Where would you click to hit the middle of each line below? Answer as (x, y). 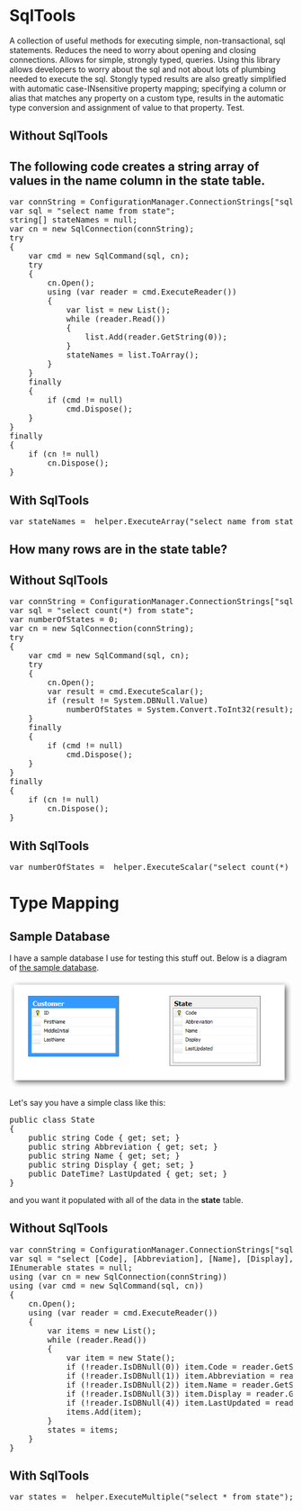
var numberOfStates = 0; (64, 620)
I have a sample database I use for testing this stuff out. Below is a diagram (148, 958)
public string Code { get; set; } (104, 1137)
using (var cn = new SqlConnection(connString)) (118, 1276)
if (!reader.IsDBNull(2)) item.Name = (151, 1384)
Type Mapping (64, 904)
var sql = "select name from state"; (93, 211)
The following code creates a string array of (134, 166)
